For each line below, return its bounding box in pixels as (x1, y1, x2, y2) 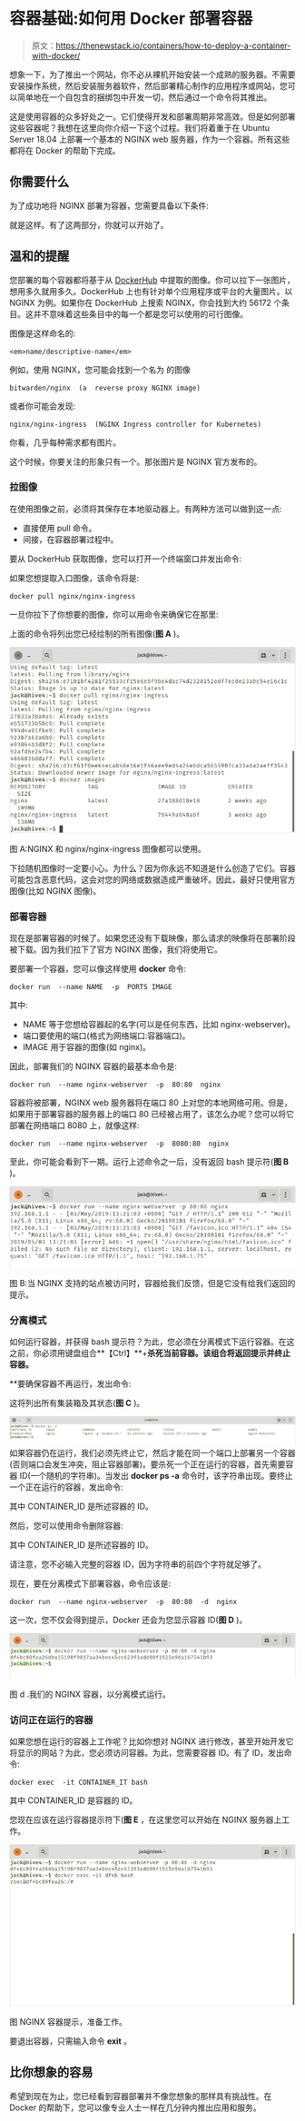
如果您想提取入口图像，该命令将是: (9, 572, 140, 583)
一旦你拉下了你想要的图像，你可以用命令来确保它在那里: (9, 609, 220, 619)
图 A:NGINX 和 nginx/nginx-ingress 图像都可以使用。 (9, 844, 207, 855)
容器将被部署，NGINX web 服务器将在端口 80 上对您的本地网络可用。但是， (9, 1097, 293, 1108)
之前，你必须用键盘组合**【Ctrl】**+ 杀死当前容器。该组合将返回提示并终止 (9, 1348, 291, 1359)
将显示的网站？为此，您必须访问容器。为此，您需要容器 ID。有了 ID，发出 (9, 1748, 284, 1759)
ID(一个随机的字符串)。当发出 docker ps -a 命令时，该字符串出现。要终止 (19, 1470, 293, 1481)
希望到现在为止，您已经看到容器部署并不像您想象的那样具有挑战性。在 (9, 2090, 272, 2101)
